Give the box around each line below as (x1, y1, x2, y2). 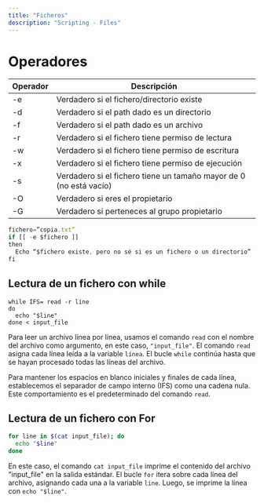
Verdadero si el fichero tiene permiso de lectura (56, 133, 232, 144)
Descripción (130, 81, 178, 92)
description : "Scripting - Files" (8, 19, 122, 27)
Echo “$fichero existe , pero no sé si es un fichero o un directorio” (15, 248, 251, 256)
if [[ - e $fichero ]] (8, 233, 79, 242)
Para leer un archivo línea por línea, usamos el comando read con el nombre (8, 332, 255, 341)
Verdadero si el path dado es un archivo (56, 119, 203, 130)
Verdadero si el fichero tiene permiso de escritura (56, 145, 240, 156)
